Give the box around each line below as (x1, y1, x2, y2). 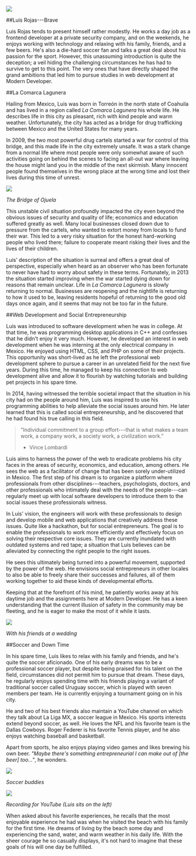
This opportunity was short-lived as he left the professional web (6, 354, 160, 360)
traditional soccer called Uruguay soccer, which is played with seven (6, 684, 171, 691)
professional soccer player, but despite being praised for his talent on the (6, 665, 183, 672)
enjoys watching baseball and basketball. (6, 732, 105, 739)
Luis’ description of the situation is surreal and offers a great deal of (6, 257, 170, 263)
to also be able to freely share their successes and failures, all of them (6, 571, 176, 578)
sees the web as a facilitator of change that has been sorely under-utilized (6, 468, 185, 475)
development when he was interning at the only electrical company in (6, 342, 174, 348)
